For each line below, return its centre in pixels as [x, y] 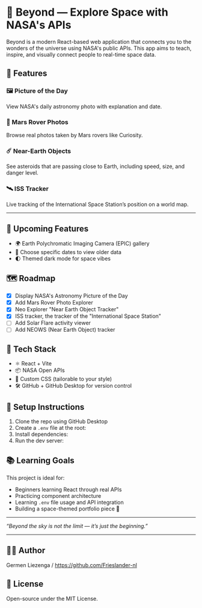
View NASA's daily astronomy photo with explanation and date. [84, 106]
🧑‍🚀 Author [26, 551]
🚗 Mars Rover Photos [37, 122]
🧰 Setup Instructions [45, 407]
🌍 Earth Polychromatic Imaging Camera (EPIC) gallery [82, 244]
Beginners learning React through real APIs [68, 489]
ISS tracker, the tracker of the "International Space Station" [88, 316]
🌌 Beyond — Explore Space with [87, 12]
